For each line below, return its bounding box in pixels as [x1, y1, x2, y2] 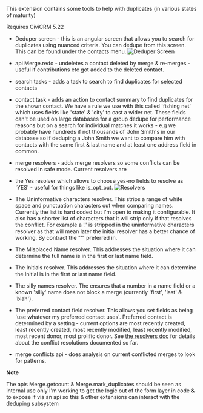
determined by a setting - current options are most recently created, [15, 320, 186, 326]
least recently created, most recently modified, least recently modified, [15, 326, 192, 333]
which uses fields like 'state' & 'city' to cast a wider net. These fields [15, 109, 186, 116]
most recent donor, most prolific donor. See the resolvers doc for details [15, 332, 196, 340]
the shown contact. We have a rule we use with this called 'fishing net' [15, 102, 191, 110]
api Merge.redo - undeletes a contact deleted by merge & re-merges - [15, 60, 191, 67]
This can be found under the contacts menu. [15, 48, 127, 55]
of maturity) [6, 12, 36, 19]
